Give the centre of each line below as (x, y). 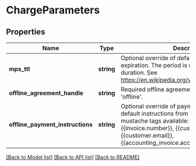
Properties (26, 32)
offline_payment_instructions (51, 124)
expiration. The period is (154, 65)
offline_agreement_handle (46, 93)
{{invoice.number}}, (147, 128)
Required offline (142, 89)
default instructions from (154, 113)
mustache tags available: (155, 121)
